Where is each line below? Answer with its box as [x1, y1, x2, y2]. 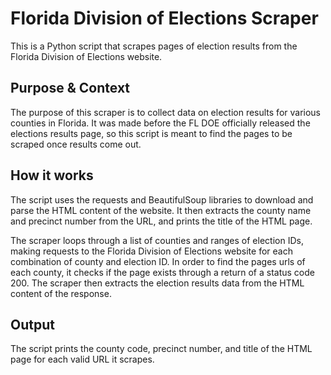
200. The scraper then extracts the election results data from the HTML [10, 277, 305, 289]
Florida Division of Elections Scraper [10, 7, 319, 30]
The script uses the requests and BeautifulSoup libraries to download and [10, 193, 314, 206]
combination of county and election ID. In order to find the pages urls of [10, 255, 306, 267]
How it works [10, 167, 94, 184]
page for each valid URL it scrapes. [10, 353, 155, 366]
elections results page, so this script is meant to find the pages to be [10, 127, 293, 139]
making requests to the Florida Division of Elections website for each [10, 245, 293, 257]
